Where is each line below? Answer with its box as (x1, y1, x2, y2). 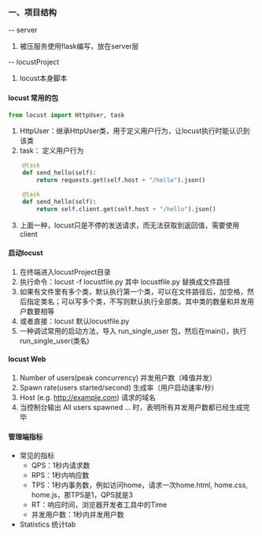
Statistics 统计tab (19, 519, 76, 529)
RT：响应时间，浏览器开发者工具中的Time (31, 500, 168, 509)
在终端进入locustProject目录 (19, 267, 112, 276)
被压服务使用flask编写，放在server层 (19, 42, 139, 51)
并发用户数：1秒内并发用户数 (31, 510, 124, 519)
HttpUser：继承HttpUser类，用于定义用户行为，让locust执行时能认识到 (19, 126, 250, 135)
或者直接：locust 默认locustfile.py (19, 316, 130, 326)
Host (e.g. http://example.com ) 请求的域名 (19, 393, 156, 402)
